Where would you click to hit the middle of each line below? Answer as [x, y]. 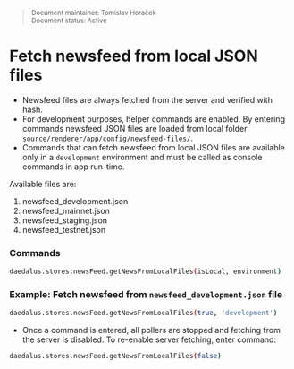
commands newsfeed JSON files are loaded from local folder [134, 128]
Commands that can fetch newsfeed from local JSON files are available [154, 147]
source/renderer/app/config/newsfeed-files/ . [108, 138]
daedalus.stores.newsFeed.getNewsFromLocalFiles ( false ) [115, 356]
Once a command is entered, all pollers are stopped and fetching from [151, 330]
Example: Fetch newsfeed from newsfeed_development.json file [146, 295]
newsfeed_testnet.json [63, 229]
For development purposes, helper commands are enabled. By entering [154, 119]
